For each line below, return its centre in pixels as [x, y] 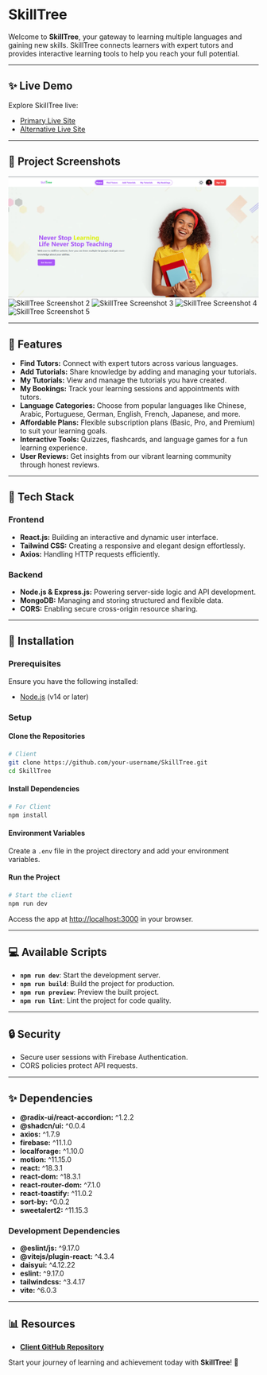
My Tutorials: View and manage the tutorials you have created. [123, 380]
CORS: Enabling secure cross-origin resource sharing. [109, 608]
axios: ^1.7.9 [40, 1134]
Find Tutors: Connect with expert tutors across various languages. [129, 363]
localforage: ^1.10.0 [52, 1151]
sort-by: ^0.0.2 [44, 1202]
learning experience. [53, 448]
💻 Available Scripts [58, 952]
